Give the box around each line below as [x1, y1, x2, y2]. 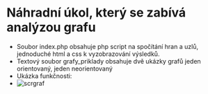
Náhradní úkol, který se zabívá [6, 5, 186, 21]
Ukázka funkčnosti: [16, 71, 72, 80]
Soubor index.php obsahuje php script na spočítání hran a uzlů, [16, 42, 199, 50]
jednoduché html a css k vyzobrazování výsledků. [16, 50, 160, 58]
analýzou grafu [6, 19, 96, 35]
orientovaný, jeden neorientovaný [16, 64, 113, 73]
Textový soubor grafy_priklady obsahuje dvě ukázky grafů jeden [16, 57, 201, 65]
